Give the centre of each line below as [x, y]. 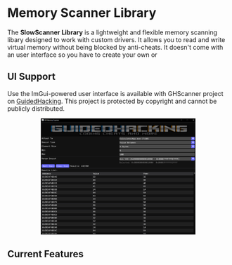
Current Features [46, 254]
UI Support [32, 77]
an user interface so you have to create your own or [82, 55]
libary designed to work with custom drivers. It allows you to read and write [116, 39]
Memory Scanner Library [82, 13]
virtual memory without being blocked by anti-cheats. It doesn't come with [115, 47]
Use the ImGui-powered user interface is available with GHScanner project [115, 93]
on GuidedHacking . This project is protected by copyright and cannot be [112, 101]
